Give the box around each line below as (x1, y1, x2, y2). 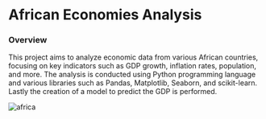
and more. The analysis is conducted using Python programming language (8, 70, 256, 80)
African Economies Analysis (8, 6, 202, 24)
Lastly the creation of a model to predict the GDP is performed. (8, 87, 218, 96)
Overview (8, 35, 48, 46)
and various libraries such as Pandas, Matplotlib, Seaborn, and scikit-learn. (8, 78, 258, 88)
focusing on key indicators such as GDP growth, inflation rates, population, (8, 61, 256, 71)
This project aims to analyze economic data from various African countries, (8, 52, 259, 62)
